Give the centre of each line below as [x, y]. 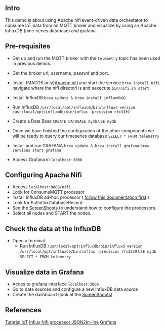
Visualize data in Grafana [44, 272]
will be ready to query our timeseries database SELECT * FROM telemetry [86, 136]
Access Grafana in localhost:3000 [47, 159]
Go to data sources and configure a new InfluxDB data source [75, 289]
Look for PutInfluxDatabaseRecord [47, 203]
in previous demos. [32, 63]
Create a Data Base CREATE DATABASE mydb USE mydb [64, 121]
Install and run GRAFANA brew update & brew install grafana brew [81, 145]
